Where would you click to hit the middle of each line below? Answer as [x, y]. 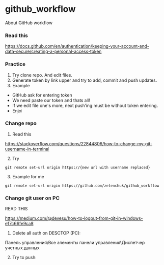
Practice [15, 64]
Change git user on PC [32, 198]
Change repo [21, 123]
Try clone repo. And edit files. [42, 75]
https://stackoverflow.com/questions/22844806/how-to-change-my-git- [79, 143]
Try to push [24, 258]
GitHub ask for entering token [42, 95]
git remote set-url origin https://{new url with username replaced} [78, 167]
